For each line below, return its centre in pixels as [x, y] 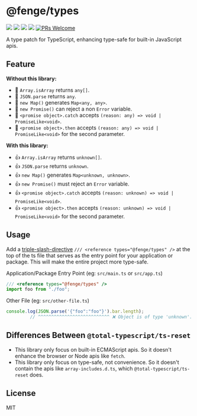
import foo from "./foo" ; [38, 290]
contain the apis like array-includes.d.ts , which [74, 368]
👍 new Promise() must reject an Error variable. [72, 184]
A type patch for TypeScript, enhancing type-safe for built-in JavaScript [94, 39]
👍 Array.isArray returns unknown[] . [58, 157]
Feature [21, 64]
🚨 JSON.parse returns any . [46, 96]
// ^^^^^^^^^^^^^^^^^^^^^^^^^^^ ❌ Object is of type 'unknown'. [111, 317]
